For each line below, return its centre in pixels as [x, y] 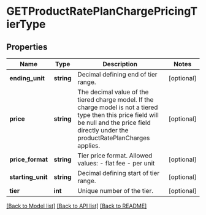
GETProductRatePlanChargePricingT [102, 11]
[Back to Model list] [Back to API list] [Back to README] [77, 206]
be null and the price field [114, 123]
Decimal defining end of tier [117, 74]
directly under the [103, 130]
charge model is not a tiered [118, 107]
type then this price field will [118, 115]
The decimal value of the [113, 92]
